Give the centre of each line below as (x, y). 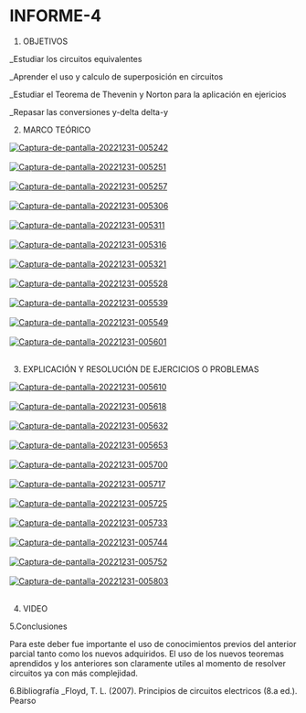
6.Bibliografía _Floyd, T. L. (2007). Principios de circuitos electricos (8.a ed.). (153, 690)
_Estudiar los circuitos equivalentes (76, 59)
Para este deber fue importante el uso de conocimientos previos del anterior (153, 644)
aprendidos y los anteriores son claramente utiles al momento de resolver (148, 663)
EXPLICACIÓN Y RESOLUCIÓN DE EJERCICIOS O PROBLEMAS (141, 369)
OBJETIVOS (45, 41)
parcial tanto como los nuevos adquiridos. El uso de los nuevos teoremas (147, 654)
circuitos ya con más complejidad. (74, 673)
